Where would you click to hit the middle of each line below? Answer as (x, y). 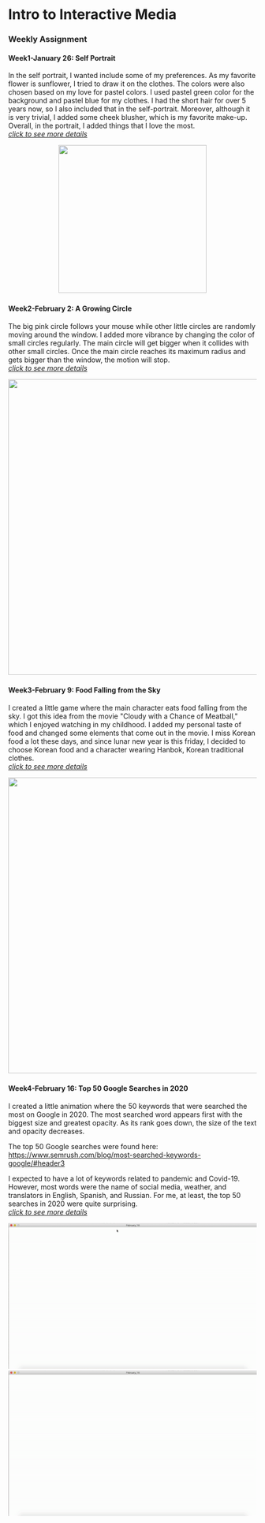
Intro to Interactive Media (93, 15)
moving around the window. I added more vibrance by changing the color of (131, 334)
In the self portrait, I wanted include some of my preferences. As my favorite (132, 76)
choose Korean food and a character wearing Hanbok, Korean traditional (126, 749)
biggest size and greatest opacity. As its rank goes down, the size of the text (132, 1122)
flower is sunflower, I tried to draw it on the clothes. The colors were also (127, 84)
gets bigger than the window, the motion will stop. (89, 360)
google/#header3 (37, 1163)
